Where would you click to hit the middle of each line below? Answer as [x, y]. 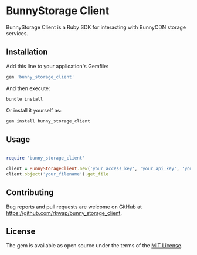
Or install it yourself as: [34, 110]
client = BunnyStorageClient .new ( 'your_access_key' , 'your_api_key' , [93, 169]
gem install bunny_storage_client [48, 121]
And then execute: [28, 88]
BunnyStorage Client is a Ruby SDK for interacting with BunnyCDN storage [96, 27]
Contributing [30, 193]
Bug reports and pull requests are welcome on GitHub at [74, 207]
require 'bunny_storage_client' [45, 158]
